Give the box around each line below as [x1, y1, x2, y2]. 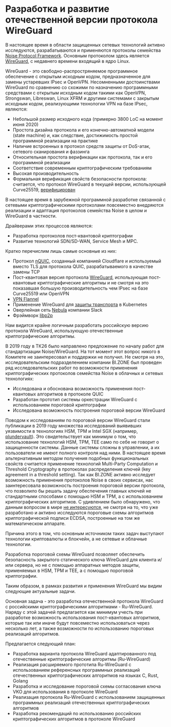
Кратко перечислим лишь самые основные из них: [5, 248, 117, 254]
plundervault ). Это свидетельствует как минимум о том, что [5, 433, 136, 439]
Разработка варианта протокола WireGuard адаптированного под [12, 650, 157, 656]
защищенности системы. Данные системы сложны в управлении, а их [5, 444, 160, 450]
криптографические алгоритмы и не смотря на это [37, 279, 149, 285]
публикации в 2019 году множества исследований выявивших [5, 423, 142, 429]
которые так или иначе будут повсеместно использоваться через [5, 620, 150, 626]
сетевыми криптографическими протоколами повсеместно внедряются [5, 202, 164, 208]
